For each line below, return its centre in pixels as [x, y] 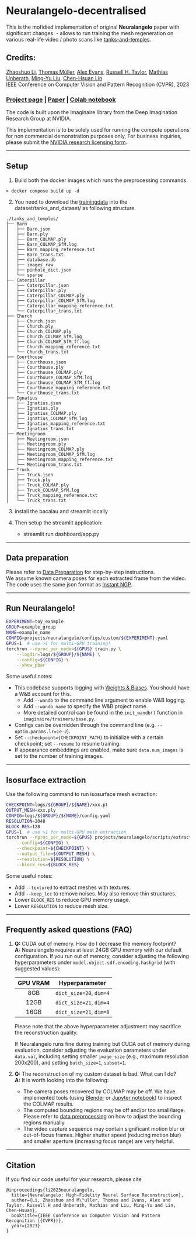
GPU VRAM [34, 983]
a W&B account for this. [43, 694]
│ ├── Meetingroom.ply [36, 444]
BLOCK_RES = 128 [23, 826]
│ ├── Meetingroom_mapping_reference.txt [60, 459]
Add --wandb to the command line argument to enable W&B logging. [104, 700]
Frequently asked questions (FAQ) [69, 930]
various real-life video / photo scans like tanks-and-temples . [79, 39]
